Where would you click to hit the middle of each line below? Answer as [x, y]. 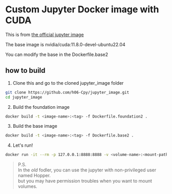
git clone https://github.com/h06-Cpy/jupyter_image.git [67, 92]
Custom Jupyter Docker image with [82, 9]
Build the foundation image [41, 107]
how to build [25, 71]
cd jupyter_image [24, 97]
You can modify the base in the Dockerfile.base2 [57, 54]
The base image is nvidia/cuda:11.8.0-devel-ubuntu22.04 [65, 44]
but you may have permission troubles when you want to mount [85, 181]
